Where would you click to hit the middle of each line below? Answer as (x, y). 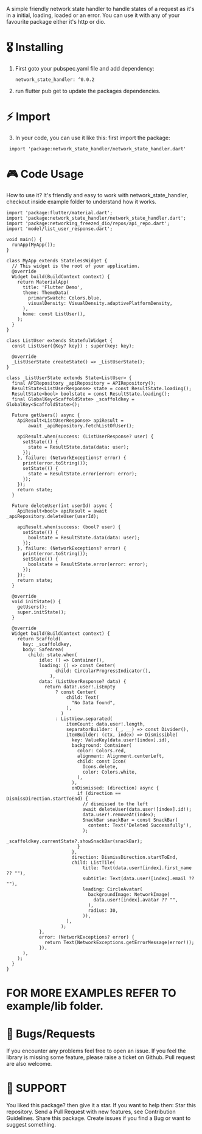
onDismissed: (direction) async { (115, 788)
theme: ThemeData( (46, 292)
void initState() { (37, 601)
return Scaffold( (39, 639)
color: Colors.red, (102, 751)
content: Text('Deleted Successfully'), (140, 825)
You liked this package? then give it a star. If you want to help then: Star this (101, 1105)
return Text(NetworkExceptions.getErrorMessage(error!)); (120, 942)
